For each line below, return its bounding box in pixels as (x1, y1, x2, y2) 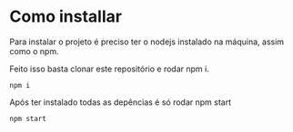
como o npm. (9, 45, 59, 56)
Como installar (9, 6, 123, 27)
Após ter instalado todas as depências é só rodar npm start (9, 97, 232, 108)
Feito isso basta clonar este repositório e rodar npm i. (9, 63, 209, 74)
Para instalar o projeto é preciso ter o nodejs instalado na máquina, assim (9, 36, 285, 47)
